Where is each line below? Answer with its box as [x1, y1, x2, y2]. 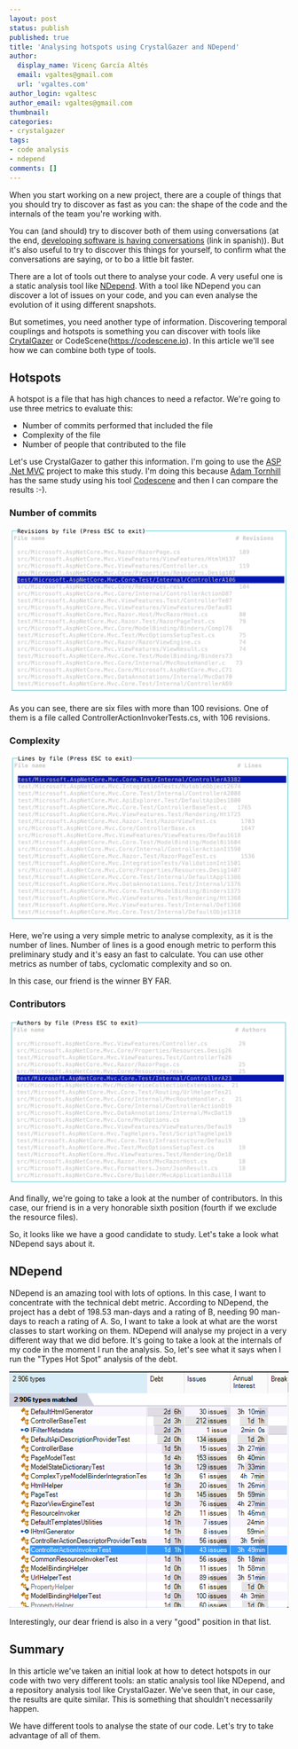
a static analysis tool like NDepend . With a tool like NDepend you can [9, 280, 262, 291]
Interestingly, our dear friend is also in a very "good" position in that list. [9, 1616, 272, 1627]
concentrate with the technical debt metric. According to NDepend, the [9, 1297, 269, 1307]
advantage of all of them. [9, 1729, 101, 1740]
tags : [9, 136, 29, 145]
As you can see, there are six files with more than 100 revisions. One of [9, 702, 269, 713]
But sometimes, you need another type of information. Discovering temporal [9, 316, 287, 327]
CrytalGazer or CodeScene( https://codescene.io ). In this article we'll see [9, 335, 275, 346]
